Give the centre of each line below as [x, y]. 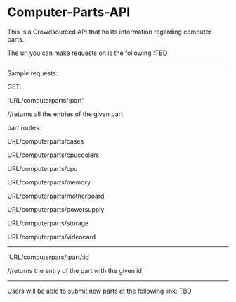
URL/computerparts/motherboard [56, 196]
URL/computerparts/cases [46, 141]
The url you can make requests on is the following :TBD [87, 53]
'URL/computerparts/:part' [46, 100]
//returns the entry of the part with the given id [75, 270]
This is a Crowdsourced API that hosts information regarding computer [110, 32]
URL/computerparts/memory [49, 182]
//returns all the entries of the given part [65, 114]
